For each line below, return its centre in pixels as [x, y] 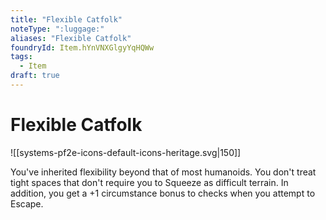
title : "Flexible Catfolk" [66, 19]
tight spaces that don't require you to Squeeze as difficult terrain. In [149, 182]
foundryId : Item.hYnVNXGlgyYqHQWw [82, 47]
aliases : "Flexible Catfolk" [71, 38]
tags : [21, 57]
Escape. [27, 203]
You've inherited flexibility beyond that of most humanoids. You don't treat [163, 172]
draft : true [35, 76]
